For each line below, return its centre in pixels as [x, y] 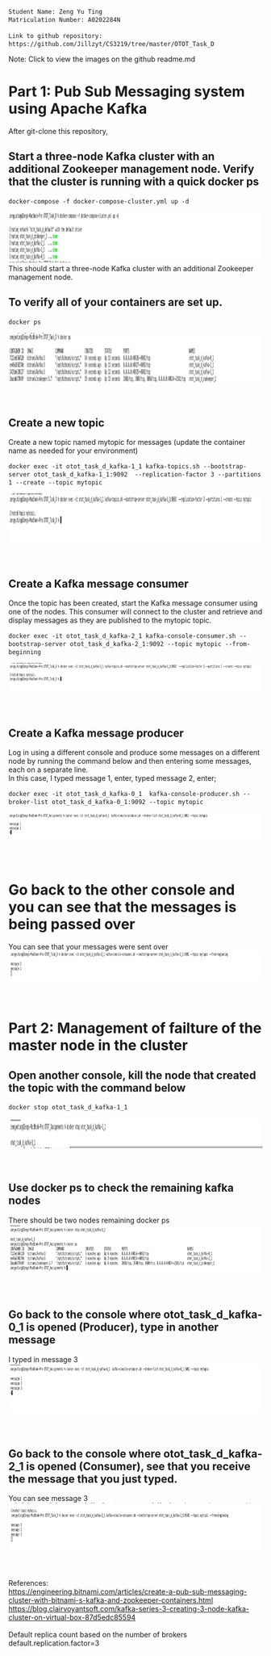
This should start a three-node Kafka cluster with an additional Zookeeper [131, 268]
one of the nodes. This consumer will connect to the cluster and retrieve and [135, 612]
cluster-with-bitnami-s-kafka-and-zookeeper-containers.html [111, 1600]
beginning [25, 652]
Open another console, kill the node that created [132, 1075]
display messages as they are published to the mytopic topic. [110, 620]
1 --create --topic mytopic [56, 483]
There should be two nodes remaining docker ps [89, 1220]
